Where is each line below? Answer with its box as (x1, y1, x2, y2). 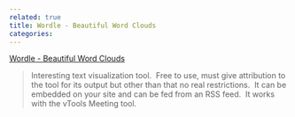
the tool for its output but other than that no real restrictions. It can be (30, 80, 287, 91)
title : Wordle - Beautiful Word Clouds (9, 21, 157, 30)
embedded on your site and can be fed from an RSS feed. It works (30, 89, 276, 99)
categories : (9, 29, 53, 38)
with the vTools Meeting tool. (30, 99, 137, 109)
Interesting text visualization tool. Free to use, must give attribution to (30, 70, 286, 81)
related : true (9, 12, 62, 22)
